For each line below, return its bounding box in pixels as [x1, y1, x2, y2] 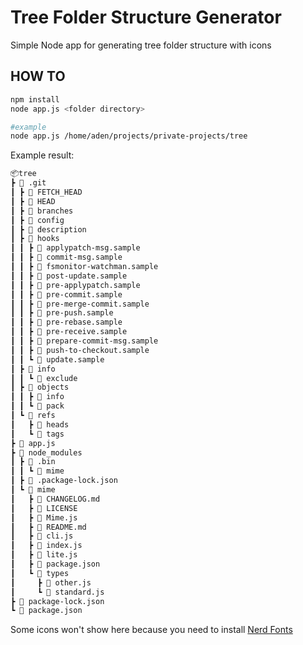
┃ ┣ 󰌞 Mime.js [10, 512, 78, 523]
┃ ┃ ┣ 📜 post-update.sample [10, 271, 128, 281]
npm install [10, 94, 60, 105]
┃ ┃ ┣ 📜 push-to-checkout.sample [10, 345, 150, 355]
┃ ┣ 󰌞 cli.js [10, 531, 74, 541]
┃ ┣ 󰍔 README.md [10, 522, 87, 532]
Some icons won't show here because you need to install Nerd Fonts [10, 624, 293, 636]
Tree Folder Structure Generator [10, 6, 282, 29]
